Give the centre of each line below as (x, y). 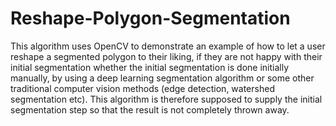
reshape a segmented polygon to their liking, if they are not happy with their (166, 56)
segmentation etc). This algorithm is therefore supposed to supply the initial (166, 99)
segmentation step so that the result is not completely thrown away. (150, 109)
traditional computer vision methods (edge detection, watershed (142, 88)
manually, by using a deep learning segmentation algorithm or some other (162, 78)
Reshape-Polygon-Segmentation (150, 18)
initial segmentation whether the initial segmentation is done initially (150, 67)
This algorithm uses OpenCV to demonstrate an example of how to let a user (168, 46)
